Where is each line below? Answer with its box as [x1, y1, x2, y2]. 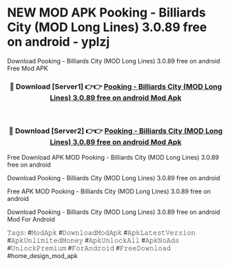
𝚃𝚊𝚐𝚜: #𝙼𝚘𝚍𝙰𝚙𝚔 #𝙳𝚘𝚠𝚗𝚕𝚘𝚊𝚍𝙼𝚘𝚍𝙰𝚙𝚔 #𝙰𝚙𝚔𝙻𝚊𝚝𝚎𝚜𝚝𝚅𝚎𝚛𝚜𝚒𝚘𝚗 [7, 228, 196, 237]
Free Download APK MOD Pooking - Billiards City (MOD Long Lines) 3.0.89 [7, 153, 219, 161]
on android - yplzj [7, 34, 110, 50]
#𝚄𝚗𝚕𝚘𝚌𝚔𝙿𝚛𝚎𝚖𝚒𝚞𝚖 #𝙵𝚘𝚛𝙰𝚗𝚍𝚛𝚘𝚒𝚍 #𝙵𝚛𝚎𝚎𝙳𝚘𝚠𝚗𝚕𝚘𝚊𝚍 [7, 244, 171, 252]
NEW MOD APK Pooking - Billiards [7, 5, 207, 21]
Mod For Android [7, 215, 55, 223]
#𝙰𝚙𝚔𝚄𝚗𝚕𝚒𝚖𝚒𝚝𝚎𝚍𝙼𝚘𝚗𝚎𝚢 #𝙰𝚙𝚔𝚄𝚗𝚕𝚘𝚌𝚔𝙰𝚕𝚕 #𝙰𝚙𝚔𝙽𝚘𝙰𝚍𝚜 [7, 236, 180, 244]
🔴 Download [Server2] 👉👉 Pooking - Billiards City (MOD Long [8, 126, 223, 136]
